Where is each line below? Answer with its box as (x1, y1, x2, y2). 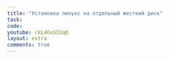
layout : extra (7, 35, 48, 42)
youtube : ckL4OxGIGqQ (7, 28, 69, 36)
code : (7, 22, 22, 29)
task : (7, 16, 22, 23)
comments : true (7, 41, 50, 48)
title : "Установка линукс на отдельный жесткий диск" (7, 9, 164, 17)
